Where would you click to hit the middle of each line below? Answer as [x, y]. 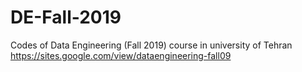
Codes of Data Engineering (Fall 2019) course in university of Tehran [151, 45]
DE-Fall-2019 [66, 17]
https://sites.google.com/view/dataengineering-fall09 [121, 55]
